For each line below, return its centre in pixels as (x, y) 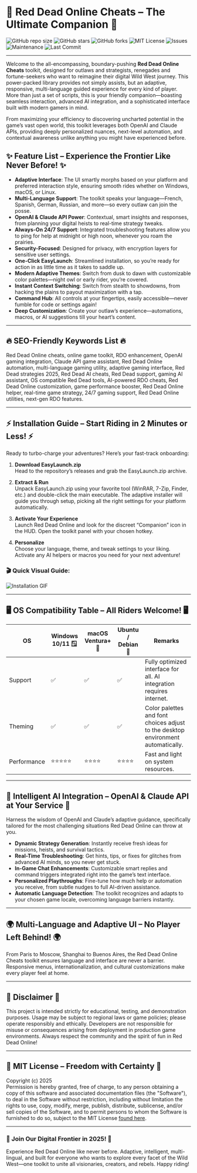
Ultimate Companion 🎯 (62, 24)
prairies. (25, 242)
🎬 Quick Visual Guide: (38, 571)
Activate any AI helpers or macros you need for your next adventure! (97, 555)
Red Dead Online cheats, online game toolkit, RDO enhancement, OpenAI (94, 355)
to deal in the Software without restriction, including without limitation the (94, 1099)
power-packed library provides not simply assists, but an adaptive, (86, 82)
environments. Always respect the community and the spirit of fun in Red (94, 1036)
